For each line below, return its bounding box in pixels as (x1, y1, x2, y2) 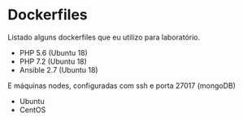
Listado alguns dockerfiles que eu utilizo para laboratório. (7, 32, 201, 42)
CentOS (19, 105, 46, 115)
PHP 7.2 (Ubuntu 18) (19, 56, 87, 66)
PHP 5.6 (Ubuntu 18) (19, 48, 89, 57)
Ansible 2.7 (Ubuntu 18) (19, 65, 98, 74)
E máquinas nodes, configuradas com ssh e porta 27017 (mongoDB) (7, 81, 236, 90)
